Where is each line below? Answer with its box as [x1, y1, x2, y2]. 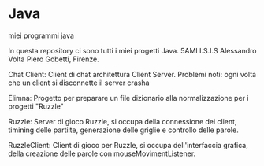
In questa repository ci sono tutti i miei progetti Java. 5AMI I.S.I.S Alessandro [8, 46, 257, 55]
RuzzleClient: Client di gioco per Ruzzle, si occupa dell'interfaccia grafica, [8, 140, 248, 149]
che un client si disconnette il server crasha [8, 78, 150, 87]
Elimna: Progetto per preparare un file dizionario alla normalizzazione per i [8, 93, 249, 102]
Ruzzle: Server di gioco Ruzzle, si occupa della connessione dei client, [8, 116, 237, 126]
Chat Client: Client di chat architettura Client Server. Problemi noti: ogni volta [8, 69, 257, 79]
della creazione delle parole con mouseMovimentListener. [8, 149, 196, 158]
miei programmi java [8, 31, 75, 40]
